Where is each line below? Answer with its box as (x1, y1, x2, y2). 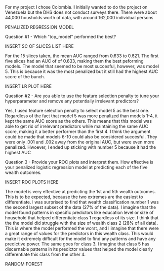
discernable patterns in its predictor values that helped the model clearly (5, 246, 153, 252)
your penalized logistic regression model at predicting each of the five (5, 165, 148, 170)
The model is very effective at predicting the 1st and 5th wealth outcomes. (5, 189, 156, 194)
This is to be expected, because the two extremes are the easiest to (5, 194, 143, 200)
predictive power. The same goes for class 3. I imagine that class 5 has (5, 241, 150, 247)
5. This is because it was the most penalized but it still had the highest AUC (5, 68, 158, 74)
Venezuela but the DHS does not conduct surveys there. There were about (5, 9, 157, 15)
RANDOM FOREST (5, 261, 43, 267)
